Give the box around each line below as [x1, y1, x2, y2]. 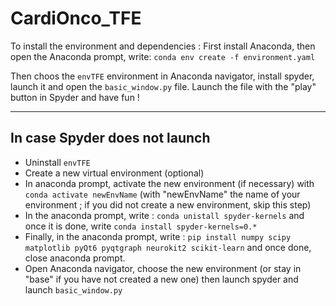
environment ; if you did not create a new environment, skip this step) [24, 198, 312, 211]
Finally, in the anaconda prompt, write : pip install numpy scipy [24, 230, 292, 242]
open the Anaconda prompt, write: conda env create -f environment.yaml [10, 50, 316, 62]
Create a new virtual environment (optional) [24, 167, 205, 179]
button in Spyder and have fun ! [10, 91, 140, 103]
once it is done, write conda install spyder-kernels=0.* [24, 220, 258, 232]
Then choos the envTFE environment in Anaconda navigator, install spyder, [10, 70, 315, 82]
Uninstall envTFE [24, 156, 91, 168]
